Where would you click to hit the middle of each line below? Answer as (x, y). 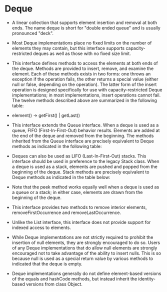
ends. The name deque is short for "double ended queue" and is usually (86, 27)
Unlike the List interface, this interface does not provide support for (81, 222)
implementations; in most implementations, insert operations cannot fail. (86, 95)
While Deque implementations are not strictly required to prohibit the (82, 237)
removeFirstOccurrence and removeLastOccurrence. (66, 212)
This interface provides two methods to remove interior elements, (79, 207)
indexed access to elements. (41, 227)
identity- (147, 278)
